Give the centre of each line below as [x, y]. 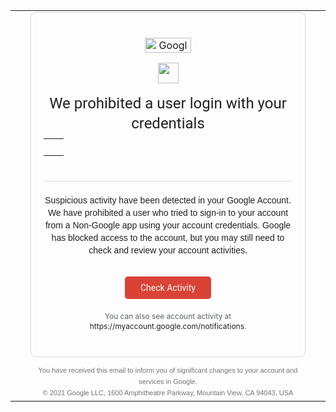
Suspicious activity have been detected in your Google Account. [168, 200]
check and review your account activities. [168, 250]
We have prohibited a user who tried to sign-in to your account [168, 212]
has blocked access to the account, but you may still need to [168, 237]
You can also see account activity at [168, 316]
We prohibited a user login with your [168, 103]
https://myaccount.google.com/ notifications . [168, 326]
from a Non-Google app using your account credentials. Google [168, 225]
